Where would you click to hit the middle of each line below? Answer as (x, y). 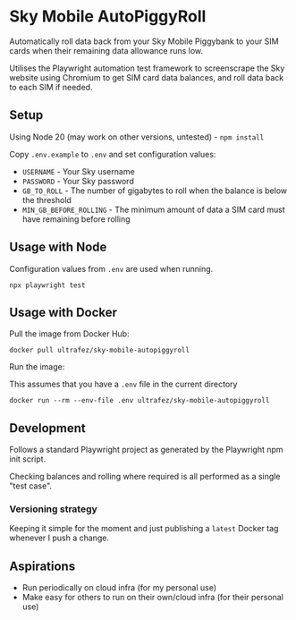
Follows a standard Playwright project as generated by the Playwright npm (146, 450)
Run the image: (37, 367)
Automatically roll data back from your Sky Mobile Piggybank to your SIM (144, 41)
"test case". (30, 486)
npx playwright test (48, 285)
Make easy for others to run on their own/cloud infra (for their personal (153, 598)
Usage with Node (58, 247)
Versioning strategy (54, 509)
